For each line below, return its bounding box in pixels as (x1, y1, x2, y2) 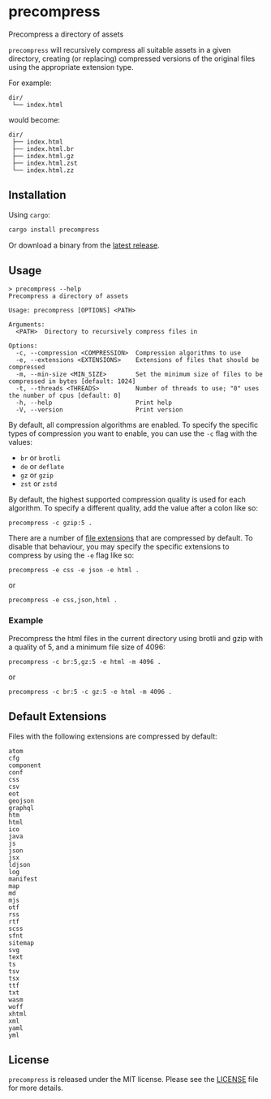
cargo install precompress (8, 226, 100, 234)
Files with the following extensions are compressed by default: (8, 731, 217, 741)
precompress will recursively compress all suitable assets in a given (8, 45, 231, 54)
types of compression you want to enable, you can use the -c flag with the (8, 429, 258, 438)
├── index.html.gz (11, 152, 75, 160)
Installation (8, 188, 67, 202)
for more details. (8, 1083, 63, 1093)
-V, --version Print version (15, 406, 183, 414)
